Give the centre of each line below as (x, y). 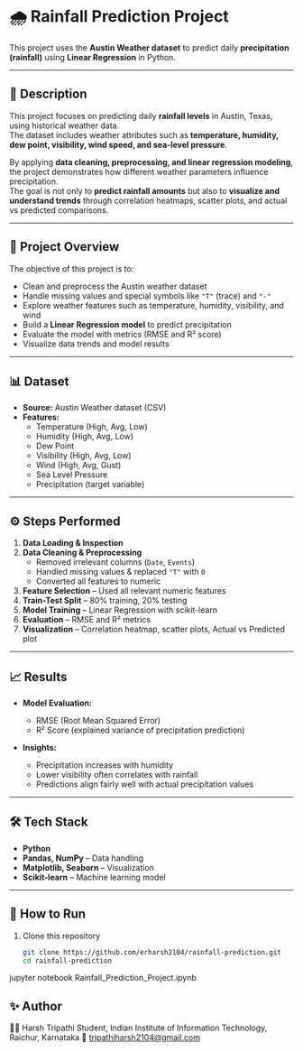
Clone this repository (61, 936)
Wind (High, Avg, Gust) (78, 466)
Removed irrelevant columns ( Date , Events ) (115, 562)
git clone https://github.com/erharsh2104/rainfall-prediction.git (151, 952)
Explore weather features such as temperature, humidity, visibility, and (153, 305)
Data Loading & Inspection (73, 543)
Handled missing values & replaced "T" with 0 (120, 572)
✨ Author (36, 1006)
